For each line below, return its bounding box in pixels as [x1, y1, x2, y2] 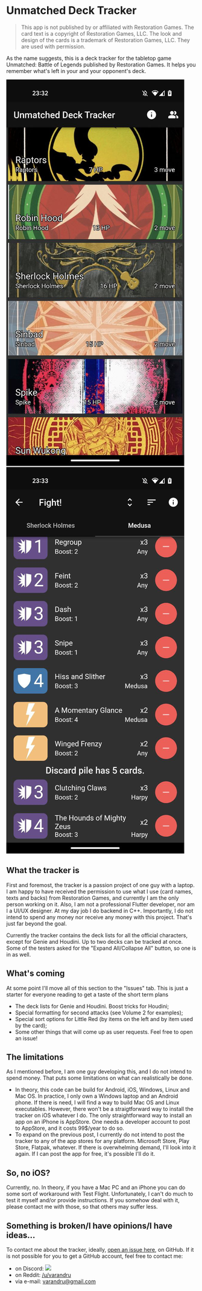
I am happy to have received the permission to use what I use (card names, [6, 888, 193, 895]
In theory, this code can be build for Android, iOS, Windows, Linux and [14, 1086, 190, 1094]
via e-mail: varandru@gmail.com [14, 1278, 96, 1285]
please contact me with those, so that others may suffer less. [6, 1203, 158, 1211]
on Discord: [14, 1265, 44, 1272]
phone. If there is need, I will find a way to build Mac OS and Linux [14, 1099, 180, 1106]
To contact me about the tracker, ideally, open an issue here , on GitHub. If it [6, 1246, 194, 1253]
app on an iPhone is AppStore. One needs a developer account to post [14, 1118, 191, 1126]
